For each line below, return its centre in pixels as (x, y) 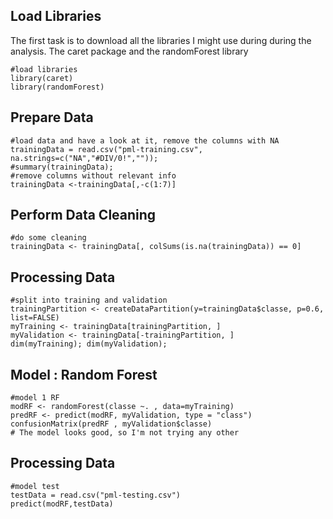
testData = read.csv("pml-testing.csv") (96, 495)
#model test (35, 486)
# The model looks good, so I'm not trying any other (125, 433)
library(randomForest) (57, 87)
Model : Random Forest (84, 374)
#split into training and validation (89, 300)
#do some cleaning (48, 238)
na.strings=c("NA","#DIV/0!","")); (84, 158)
